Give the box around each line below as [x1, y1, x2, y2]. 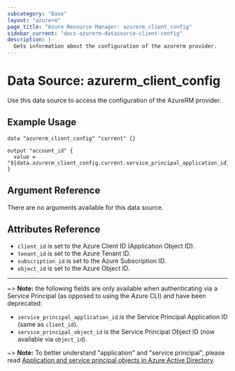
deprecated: [7, 299, 43, 308]
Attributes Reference [7, 223, 101, 235]
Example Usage [7, 116, 77, 128]
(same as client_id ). [17, 320, 78, 329]
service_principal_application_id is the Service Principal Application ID [17, 313, 228, 321]
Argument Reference [7, 185, 101, 197]
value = [13, 153, 36, 160]
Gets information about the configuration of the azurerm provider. [13, 43, 218, 50]
